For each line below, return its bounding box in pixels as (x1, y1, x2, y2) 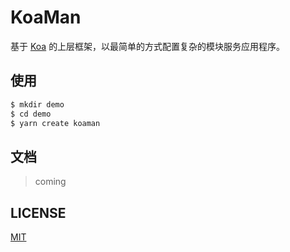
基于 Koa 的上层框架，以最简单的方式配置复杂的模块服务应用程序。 (10, 40, 286, 52)
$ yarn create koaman (10, 118, 101, 128)
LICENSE (10, 204, 67, 221)
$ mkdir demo (10, 99, 65, 110)
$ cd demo (10, 109, 52, 119)
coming (34, 176, 67, 188)
